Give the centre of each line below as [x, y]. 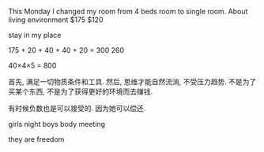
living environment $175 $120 [56, 20]
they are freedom [36, 139]
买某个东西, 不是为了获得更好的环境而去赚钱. [81, 91]
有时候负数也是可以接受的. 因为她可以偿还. [77, 108]
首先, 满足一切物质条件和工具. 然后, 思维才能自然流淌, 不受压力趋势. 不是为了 [132, 82]
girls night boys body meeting [57, 124]
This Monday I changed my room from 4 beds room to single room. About [128, 11]
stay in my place [35, 35]
